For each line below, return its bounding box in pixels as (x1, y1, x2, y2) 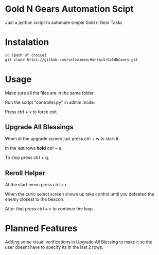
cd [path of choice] (5, 53, 47, 58)
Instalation (5, 37, 49, 48)
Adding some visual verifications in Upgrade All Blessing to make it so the (5, 239, 153, 245)
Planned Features (5, 223, 78, 234)
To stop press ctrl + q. (5, 155, 50, 160)
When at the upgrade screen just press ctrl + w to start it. (5, 136, 120, 142)
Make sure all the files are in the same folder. (5, 90, 95, 96)
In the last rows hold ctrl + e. (5, 145, 63, 151)
